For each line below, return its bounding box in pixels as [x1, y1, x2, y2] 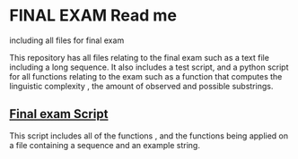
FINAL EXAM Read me [9, 5, 178, 26]
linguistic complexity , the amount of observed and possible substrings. [9, 80, 274, 91]
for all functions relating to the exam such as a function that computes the [9, 71, 283, 81]
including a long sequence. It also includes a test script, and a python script [9, 62, 289, 72]
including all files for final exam [9, 35, 125, 46]
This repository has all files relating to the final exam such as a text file [9, 52, 269, 63]
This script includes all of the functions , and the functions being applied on [9, 130, 289, 141]
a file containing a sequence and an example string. [9, 139, 200, 150]
